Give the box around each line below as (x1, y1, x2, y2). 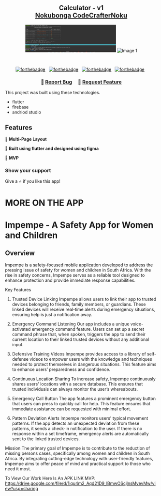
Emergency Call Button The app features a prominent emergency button (12, 395, 156, 401)
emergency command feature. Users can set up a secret (31, 326, 144, 332)
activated (12, 326, 31, 332)
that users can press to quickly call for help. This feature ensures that (12, 400, 151, 406)
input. (12, 341, 24, 347)
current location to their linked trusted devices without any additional (12, 336, 149, 342)
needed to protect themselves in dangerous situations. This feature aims (12, 361, 157, 367)
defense (12, 356, 29, 362)
